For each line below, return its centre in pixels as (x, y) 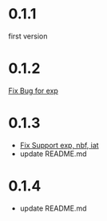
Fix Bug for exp (33, 90)
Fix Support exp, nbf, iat (59, 145)
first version (28, 36)
